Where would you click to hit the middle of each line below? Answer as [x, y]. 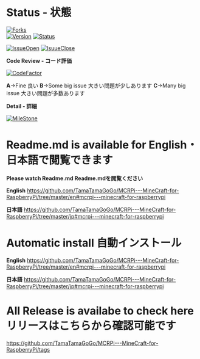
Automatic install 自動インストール [94, 243]
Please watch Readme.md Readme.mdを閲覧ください [75, 178]
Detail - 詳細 [22, 106]
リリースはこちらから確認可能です [91, 326]
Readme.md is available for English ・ [102, 145]
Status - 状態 [39, 13]
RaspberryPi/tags [28, 349]
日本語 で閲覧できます [60, 160]
